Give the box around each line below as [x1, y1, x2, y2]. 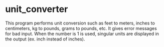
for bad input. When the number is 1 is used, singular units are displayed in [5, 30, 159, 36]
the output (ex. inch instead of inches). [5, 36, 85, 42]
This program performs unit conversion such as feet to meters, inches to [5, 20, 155, 26]
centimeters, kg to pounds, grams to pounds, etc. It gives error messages [5, 25, 157, 31]
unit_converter [5, 3, 68, 15]
